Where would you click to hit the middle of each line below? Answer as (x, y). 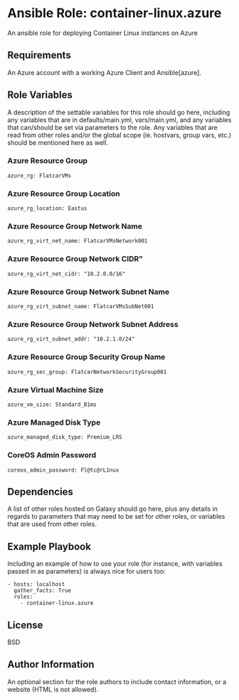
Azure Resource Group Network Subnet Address (93, 324)
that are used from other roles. (52, 524)
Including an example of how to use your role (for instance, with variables (115, 564)
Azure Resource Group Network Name (75, 226)
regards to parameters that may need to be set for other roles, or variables (116, 517)
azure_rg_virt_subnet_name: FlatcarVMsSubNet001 (81, 307)
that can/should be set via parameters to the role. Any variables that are (113, 127)
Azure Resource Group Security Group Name (86, 357)
